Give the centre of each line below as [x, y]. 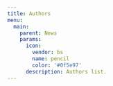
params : [31, 40]
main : [21, 26]
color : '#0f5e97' [57, 65]
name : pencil [51, 59]
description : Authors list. [66, 71]
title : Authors [29, 14]
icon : [33, 46]
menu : [15, 20]
